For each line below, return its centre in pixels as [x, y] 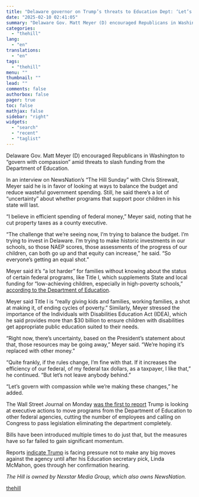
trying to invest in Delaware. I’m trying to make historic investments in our [96, 240]
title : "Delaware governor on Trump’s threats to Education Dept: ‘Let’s [99, 12]
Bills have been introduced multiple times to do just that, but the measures [97, 435]
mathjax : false [25, 111]
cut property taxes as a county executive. [57, 223]
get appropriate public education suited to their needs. [73, 327]
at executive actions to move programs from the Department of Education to [99, 410]
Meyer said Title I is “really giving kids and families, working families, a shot [98, 301]
